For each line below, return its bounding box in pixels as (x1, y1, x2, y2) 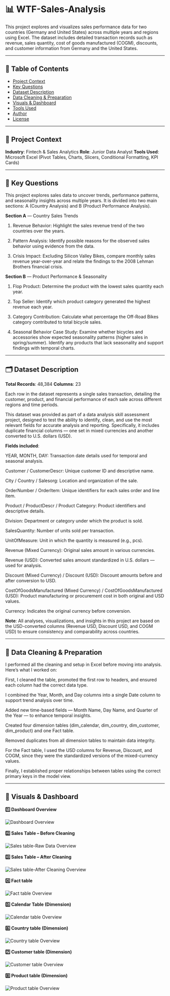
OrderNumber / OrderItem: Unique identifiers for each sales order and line (5, 488, 160, 494)
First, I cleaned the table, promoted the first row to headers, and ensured (5, 676, 157, 683)
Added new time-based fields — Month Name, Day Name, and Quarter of (5, 707, 158, 713)
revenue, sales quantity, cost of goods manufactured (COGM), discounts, (5, 39, 158, 46)
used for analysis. (5, 563, 42, 569)
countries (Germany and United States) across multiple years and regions (5, 29, 158, 35)
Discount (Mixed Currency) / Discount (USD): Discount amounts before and (5, 572, 162, 578)
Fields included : (5, 443, 39, 449)
